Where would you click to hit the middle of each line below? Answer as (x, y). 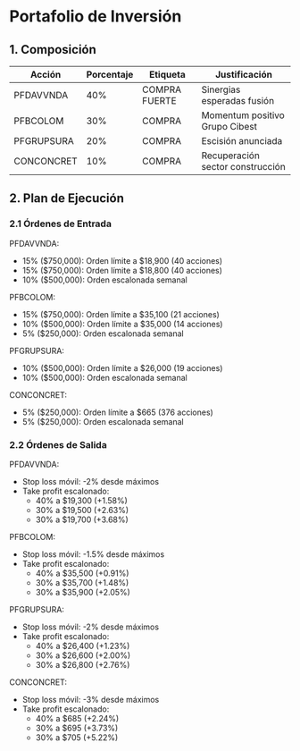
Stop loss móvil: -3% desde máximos (91, 699)
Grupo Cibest (229, 127)
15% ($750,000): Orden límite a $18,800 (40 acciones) (122, 270)
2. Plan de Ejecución (67, 198)
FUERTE (159, 101)
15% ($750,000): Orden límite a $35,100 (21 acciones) (121, 314)
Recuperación (231, 156)
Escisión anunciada (242, 141)
